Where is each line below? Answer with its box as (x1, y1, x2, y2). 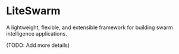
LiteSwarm (6, 4, 61, 18)
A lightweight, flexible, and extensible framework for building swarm (6, 24, 174, 31)
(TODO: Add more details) (6, 42, 70, 49)
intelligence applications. (6, 30, 67, 37)
